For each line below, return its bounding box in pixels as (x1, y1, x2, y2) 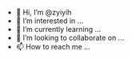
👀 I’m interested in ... (15, 16, 84, 26)
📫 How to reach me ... (15, 42, 90, 51)
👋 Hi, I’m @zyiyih (15, 8, 72, 17)
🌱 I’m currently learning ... (15, 25, 102, 33)
